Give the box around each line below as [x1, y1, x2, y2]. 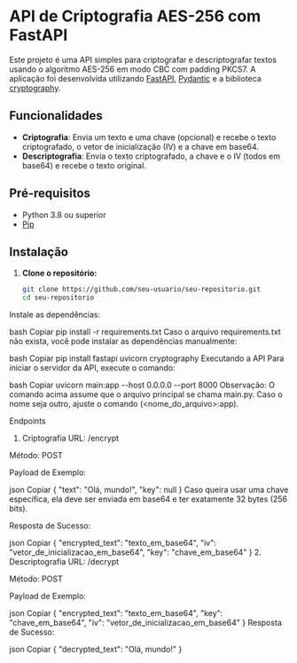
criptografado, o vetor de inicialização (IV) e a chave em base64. [21, 141, 260, 152]
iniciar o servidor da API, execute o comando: [9, 363, 176, 373]
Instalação [9, 244, 69, 259]
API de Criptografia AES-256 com [9, 6, 262, 27]
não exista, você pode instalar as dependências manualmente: [9, 336, 238, 347]
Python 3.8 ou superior [21, 209, 106, 220]
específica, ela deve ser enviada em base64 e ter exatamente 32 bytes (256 [9, 494, 288, 504]
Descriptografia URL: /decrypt [9, 557, 120, 567]
